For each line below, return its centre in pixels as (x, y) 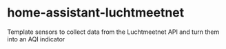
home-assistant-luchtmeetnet (96, 13)
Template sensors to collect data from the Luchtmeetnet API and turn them (113, 32)
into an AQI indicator (36, 39)
